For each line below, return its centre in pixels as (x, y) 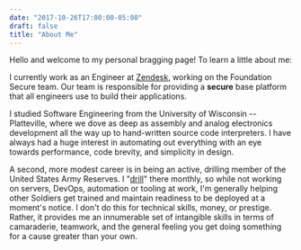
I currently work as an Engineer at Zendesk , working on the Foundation (141, 77)
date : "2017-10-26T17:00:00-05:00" (76, 18)
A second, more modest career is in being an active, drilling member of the (148, 170)
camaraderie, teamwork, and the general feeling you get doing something (146, 227)
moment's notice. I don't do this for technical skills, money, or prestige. (141, 208)
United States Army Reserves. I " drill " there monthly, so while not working (146, 179)
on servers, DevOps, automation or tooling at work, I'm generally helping (144, 189)
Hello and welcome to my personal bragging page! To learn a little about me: (150, 60)
